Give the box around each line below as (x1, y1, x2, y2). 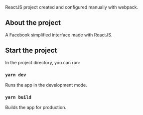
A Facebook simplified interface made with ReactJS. (5, 32, 113, 38)
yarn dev (5, 72, 26, 78)
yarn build (5, 94, 31, 100)
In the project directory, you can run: (5, 59, 80, 65)
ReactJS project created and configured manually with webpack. (5, 4, 139, 10)
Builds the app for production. (5, 105, 66, 111)
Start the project (5, 46, 57, 55)
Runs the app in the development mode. (5, 82, 87, 88)
